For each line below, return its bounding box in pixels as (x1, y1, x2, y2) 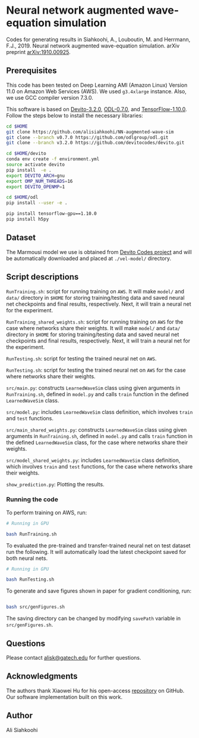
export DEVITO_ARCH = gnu (6, 173, 65, 179)
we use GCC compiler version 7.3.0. (6, 94, 94, 101)
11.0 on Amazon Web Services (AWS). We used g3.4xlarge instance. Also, (6, 87, 187, 95)
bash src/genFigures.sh (6, 604, 65, 610)
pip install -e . (6, 167, 52, 173)
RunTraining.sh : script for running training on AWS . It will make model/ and (6, 287, 185, 294)
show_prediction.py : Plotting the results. (6, 480, 105, 487)
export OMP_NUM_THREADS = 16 (6, 178, 73, 184)
